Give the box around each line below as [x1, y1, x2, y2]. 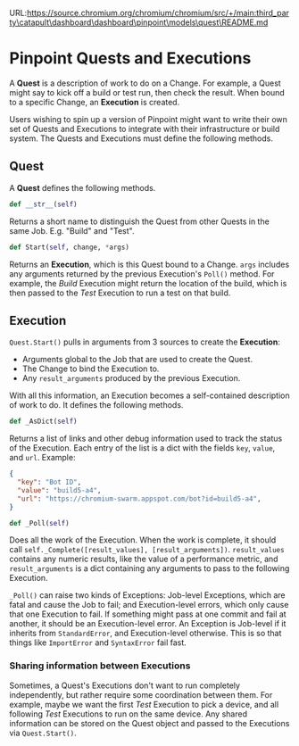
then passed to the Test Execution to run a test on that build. [9, 287, 231, 298]
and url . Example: [9, 452, 76, 463]
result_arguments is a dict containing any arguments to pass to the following [9, 563, 290, 574]
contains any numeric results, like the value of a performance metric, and [9, 553, 278, 565]
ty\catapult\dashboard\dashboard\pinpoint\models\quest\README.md [9, 17, 269, 28]
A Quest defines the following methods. [9, 182, 156, 193]
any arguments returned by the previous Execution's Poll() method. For [9, 268, 275, 279]
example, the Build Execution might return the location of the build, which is [9, 278, 287, 288]
